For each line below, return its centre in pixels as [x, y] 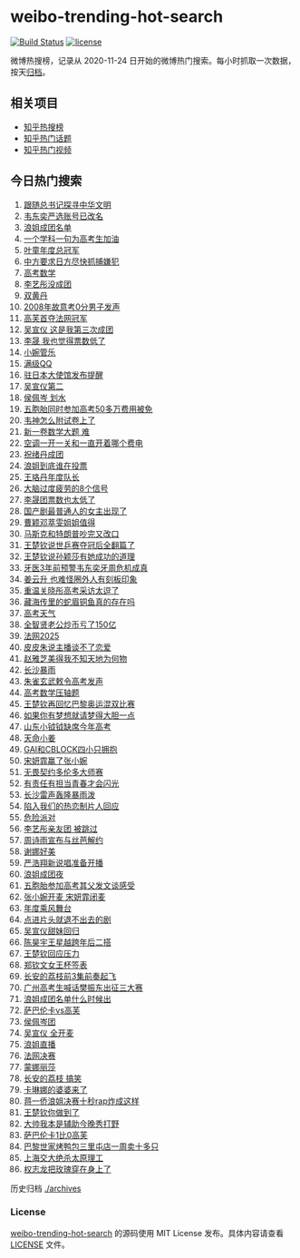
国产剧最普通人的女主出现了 [75, 511]
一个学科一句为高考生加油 [71, 239]
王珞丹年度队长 [51, 477]
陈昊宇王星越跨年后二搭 [67, 942]
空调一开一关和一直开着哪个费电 [83, 443]
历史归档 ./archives [46, 1188]
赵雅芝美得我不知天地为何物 [75, 658]
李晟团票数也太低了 [59, 499]
